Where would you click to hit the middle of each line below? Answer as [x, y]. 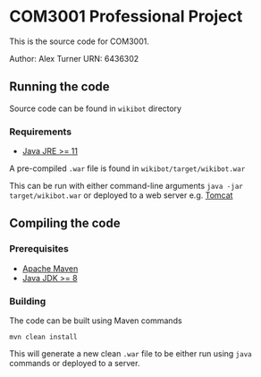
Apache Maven [50, 268]
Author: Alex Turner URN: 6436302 [74, 58]
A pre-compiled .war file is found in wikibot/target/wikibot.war [127, 168]
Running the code [59, 87]
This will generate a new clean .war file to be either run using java [130, 354]
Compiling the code [65, 223]
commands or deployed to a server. [75, 364]
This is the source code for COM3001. [79, 41]
